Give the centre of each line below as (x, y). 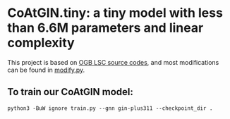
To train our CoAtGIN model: (71, 92)
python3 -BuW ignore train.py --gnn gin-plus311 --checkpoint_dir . (110, 108)
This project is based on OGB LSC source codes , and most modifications (113, 62)
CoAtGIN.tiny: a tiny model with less (115, 13)
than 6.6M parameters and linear (105, 28)
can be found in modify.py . (46, 70)
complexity (41, 43)
